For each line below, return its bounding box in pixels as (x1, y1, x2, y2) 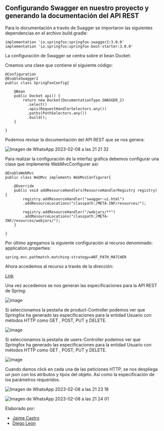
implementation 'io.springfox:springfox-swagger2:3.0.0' (5, 40, 125, 44)
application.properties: (5, 245, 51, 251)
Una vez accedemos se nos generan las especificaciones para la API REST (5, 282, 158, 288)
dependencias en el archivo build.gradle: (5, 30, 88, 36)
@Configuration (5, 72, 36, 77)
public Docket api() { (14, 93, 61, 98)
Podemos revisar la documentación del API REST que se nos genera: (5, 136, 145, 142)
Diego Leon (12, 420, 36, 426)
